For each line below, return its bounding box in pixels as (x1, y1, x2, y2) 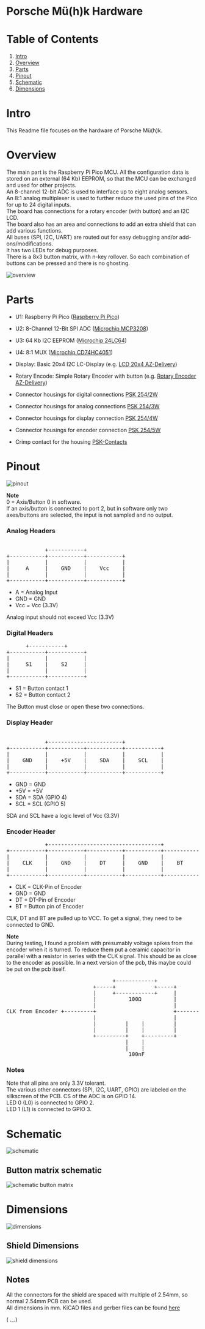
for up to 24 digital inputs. (6, 201, 71, 208)
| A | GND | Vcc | (6, 565, 126, 572)
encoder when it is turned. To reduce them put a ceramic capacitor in (6, 946, 181, 953)
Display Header (6, 718, 53, 727)
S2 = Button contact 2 (15, 691, 71, 698)
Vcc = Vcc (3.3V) (15, 602, 59, 609)
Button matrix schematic (6, 1165, 103, 1175)
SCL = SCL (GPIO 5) (15, 800, 66, 807)
